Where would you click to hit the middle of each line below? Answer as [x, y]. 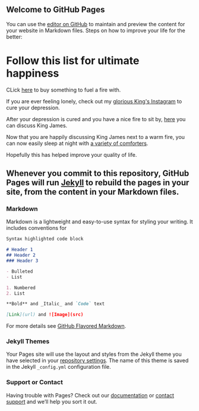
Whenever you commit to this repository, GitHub [98, 174]
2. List [16, 293]
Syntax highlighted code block [45, 239]
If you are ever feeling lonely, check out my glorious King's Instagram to [94, 101]
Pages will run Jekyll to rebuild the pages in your [98, 183]
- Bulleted [20, 271]
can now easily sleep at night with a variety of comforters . [77, 143]
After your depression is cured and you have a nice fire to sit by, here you [96, 119]
